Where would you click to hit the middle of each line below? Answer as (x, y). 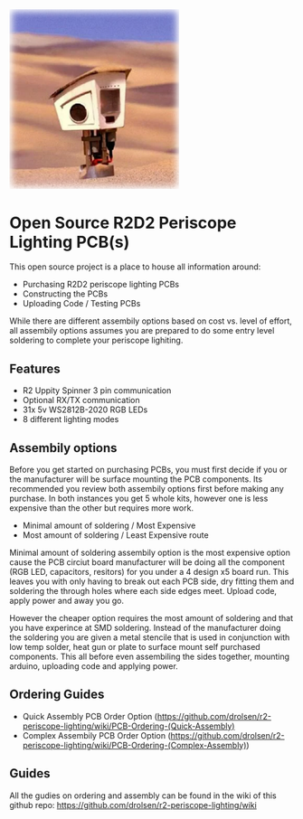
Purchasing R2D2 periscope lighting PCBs (101, 285)
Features (35, 368)
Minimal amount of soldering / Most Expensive (109, 525)
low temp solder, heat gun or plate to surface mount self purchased (135, 646)
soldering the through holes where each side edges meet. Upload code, (143, 590)
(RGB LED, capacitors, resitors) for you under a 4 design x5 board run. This (149, 571)
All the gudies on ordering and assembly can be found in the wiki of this (143, 795)
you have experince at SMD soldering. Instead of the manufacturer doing (145, 627)
